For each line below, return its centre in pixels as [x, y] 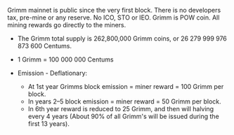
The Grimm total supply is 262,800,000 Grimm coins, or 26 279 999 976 [122, 38]
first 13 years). [49, 124]
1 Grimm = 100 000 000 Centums [65, 59]
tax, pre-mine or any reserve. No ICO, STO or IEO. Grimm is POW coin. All [113, 17]
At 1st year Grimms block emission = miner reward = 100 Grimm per [126, 86]
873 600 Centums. [45, 46]
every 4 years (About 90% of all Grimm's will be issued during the [123, 116]
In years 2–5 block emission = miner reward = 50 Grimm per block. [124, 101]
